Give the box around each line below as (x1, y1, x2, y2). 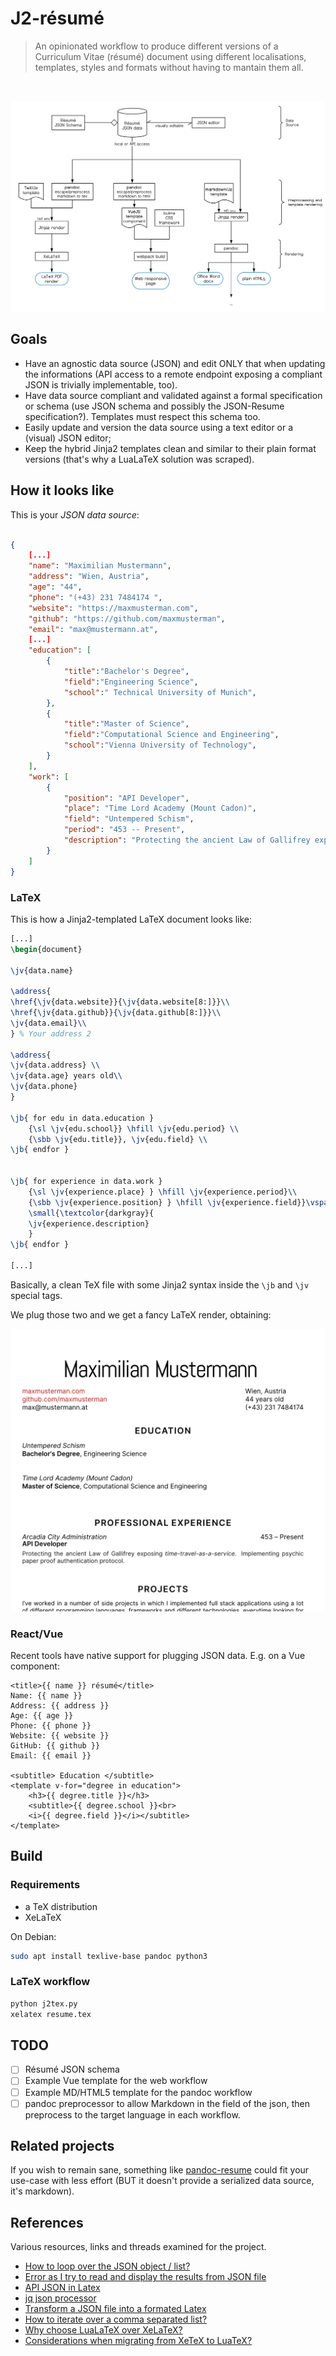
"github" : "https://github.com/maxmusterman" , (28, 613, 226, 624)
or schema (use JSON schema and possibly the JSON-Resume (24, 400, 285, 412)
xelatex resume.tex (10, 2009, 92, 2019)
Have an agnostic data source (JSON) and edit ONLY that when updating (24, 357, 326, 369)
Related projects (10, 2138, 115, 2155)
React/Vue (10, 1627, 64, 1641)
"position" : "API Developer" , (63, 793, 190, 803)
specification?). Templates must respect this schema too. (24, 410, 261, 422)
